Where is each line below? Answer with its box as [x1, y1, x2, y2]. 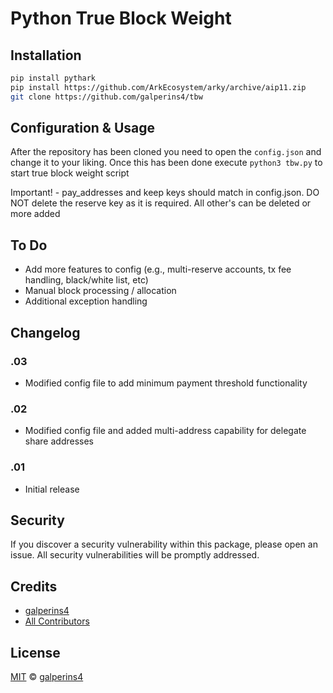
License [10, 644, 61, 661]
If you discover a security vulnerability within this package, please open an [10, 538, 318, 551]
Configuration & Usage [10, 120, 155, 137]
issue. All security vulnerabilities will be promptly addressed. [10, 549, 260, 561]
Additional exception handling [24, 295, 148, 307]
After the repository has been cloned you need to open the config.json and [10, 146, 322, 158]
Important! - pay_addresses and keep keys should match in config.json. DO [10, 187, 320, 199]
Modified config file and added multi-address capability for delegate [24, 425, 307, 437]
